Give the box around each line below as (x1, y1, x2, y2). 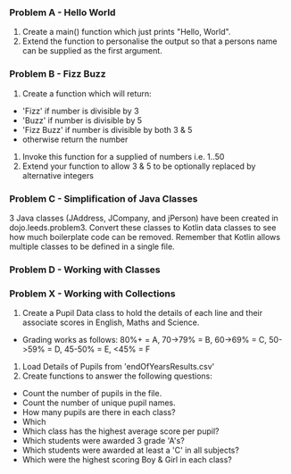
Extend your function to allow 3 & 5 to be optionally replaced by (21, 161, 256, 171)
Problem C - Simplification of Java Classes (9, 192, 198, 204)
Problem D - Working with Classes (9, 263, 161, 276)
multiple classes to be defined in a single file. (9, 241, 176, 252)
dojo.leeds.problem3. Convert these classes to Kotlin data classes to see (9, 221, 277, 233)
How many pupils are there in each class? (21, 407, 176, 418)
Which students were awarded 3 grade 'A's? (21, 436, 185, 446)
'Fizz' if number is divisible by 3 (21, 105, 140, 116)
